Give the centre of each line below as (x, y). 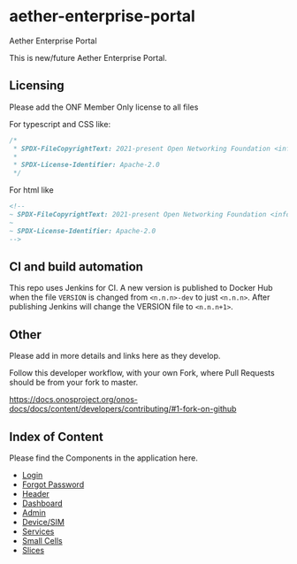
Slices (33, 550)
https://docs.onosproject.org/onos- (74, 400)
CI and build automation (76, 267)
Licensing (37, 86)
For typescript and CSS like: (60, 124)
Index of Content (56, 436)
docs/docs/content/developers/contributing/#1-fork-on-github (123, 409)
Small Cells (42, 540)
